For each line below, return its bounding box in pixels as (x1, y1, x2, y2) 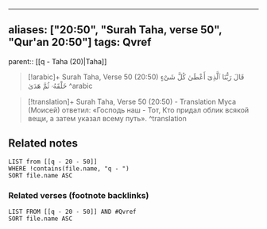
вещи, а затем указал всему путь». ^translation (27, 113, 187, 123)
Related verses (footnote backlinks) (8, 189, 149, 200)
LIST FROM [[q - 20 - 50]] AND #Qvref (8, 208, 137, 216)
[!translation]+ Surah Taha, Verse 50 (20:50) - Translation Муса (27, 97, 237, 106)
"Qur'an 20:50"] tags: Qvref (8, 36, 152, 49)
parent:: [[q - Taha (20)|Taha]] (8, 56, 107, 66)
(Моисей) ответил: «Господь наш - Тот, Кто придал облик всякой (27, 105, 250, 115)
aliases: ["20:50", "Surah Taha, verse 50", (8, 23, 222, 36)
